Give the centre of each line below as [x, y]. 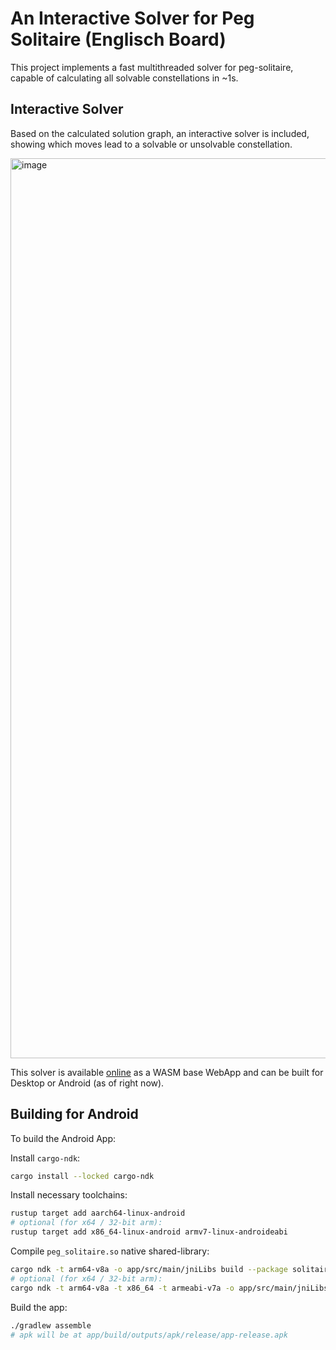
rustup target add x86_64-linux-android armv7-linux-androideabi [149, 1232]
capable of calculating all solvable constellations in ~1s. [124, 78]
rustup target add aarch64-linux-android [98, 1213]
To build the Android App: [63, 1138]
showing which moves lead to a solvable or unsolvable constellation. [151, 144]
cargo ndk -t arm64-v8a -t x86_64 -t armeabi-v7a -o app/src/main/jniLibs [169, 1288]
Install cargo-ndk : [45, 1158]
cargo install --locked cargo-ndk [82, 1176]
